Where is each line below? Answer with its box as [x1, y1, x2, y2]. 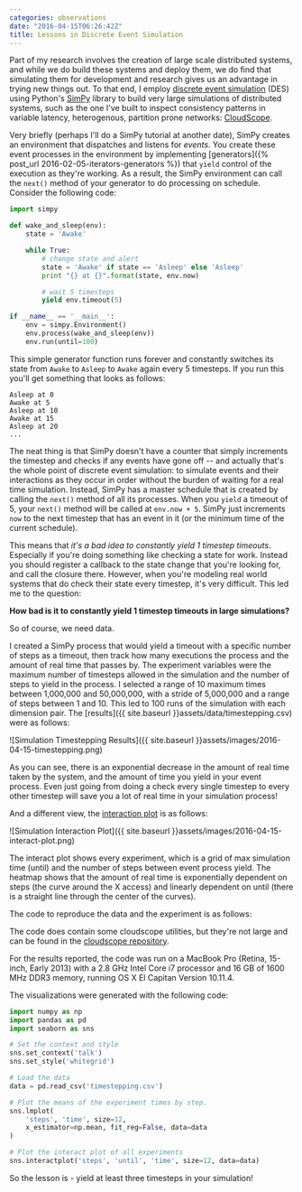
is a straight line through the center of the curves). [9, 890, 197, 901]
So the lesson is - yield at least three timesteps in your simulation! [9, 1172, 254, 1183]
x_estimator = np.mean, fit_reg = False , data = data [25, 1123, 207, 1132]
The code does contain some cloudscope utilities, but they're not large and [9, 926, 288, 936]
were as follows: [9, 717, 70, 728]
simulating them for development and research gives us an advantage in [9, 74, 278, 85]
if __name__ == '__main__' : [9, 312, 115, 321]
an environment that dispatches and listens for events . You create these [9, 139, 277, 150]
